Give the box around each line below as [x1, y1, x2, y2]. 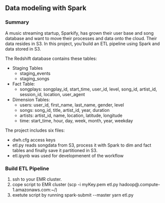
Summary [5, 19, 30, 26]
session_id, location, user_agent [19, 91, 85, 97]
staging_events [19, 70, 51, 76]
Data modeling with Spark [5, 4, 86, 12]
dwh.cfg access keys [12, 137, 56, 143]
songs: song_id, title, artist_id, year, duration [19, 107, 110, 113]
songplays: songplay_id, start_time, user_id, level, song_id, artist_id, [19, 86, 157, 92]
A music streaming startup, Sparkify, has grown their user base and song [5, 30, 154, 36]
